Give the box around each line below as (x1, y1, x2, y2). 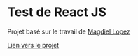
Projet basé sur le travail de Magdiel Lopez (7, 27, 131, 36)
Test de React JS (7, 4, 107, 20)
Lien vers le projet (7, 41, 60, 49)
